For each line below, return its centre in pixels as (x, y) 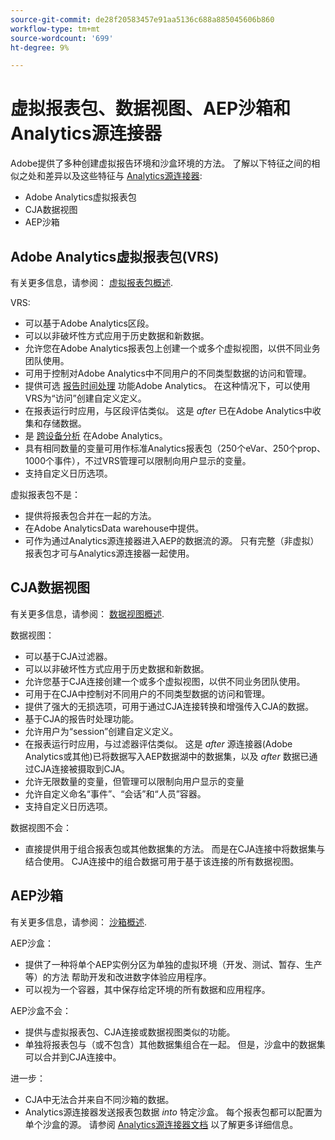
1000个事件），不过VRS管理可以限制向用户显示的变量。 (138, 460)
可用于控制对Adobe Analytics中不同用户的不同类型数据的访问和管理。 (168, 373)
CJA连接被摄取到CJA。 (82, 768)
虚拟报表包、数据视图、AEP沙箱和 (151, 108)
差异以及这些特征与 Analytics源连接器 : (123, 176)
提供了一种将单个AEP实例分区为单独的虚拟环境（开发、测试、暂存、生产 (173, 964)
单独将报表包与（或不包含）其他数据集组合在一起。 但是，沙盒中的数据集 (175, 1044)
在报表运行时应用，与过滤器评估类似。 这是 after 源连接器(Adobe (158, 743)
